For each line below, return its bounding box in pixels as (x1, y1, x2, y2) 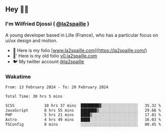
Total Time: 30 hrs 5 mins (5, 94, 63, 99)
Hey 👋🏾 (5, 5, 29, 14)
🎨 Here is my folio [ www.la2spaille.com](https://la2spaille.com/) (12, 47, 147, 54)
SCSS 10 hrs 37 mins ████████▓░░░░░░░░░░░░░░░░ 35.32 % (5, 103, 161, 108)
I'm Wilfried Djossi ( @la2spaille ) (5, 20, 89, 28)
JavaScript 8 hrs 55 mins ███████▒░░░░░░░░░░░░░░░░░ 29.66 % (5, 108, 161, 113)
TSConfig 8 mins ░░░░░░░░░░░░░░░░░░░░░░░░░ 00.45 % (5, 122, 161, 127)
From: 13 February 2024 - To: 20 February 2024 (5, 85, 109, 90)
